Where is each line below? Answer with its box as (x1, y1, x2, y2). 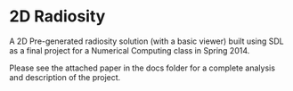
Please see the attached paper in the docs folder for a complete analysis (9, 62, 276, 73)
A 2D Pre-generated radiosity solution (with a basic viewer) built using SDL (9, 36, 285, 46)
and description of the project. (9, 71, 121, 82)
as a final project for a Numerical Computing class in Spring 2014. (9, 45, 250, 55)
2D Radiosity (9, 6, 106, 27)
